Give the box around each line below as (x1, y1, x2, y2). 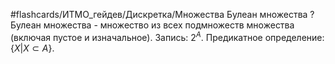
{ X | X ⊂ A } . (10, 42, 55, 54)
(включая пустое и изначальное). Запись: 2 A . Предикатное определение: (10, 30, 325, 43)
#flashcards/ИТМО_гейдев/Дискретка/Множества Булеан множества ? (10, 9, 315, 20)
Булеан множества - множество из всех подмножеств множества (10, 19, 295, 31)
